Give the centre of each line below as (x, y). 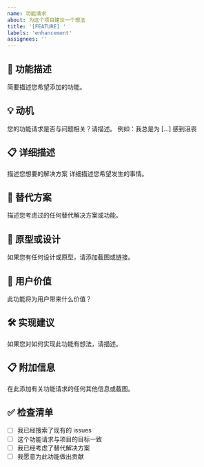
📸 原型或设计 (34, 239)
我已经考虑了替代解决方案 (53, 448)
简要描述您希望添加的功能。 (47, 86)
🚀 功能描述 (29, 69)
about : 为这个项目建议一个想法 (46, 20)
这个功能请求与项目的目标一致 (59, 439)
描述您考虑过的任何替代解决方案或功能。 (64, 216)
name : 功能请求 (27, 13)
